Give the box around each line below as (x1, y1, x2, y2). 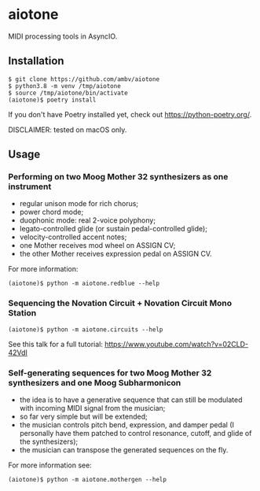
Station (8, 308, 37, 319)
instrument (8, 181, 52, 192)
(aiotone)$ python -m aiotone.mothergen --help (8, 476, 167, 484)
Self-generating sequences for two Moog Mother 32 (8, 367, 212, 378)
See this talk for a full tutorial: (8, 339, 104, 349)
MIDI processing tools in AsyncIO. (8, 31, 118, 41)
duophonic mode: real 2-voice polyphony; (19, 216, 156, 225)
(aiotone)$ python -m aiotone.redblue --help (8, 279, 159, 288)
